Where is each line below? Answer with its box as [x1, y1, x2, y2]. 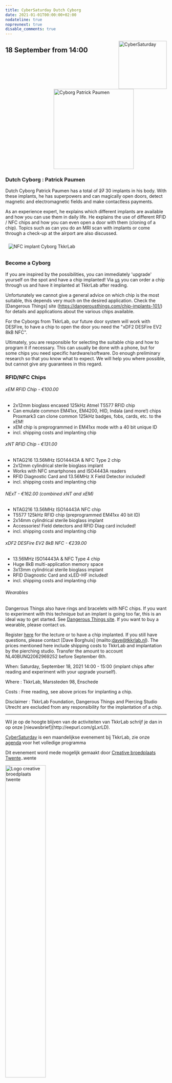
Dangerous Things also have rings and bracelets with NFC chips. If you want [5, 605, 167, 611]
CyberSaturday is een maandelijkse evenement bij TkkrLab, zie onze [5, 734, 150, 740]
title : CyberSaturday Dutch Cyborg [5, 7, 81, 13]
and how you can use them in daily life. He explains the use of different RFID [5, 214, 166, 220]
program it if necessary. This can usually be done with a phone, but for [5, 344, 155, 351]
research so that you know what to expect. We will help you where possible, [5, 355, 165, 361]
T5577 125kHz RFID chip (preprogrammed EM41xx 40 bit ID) [12, 512, 140, 518]
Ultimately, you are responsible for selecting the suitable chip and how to [5, 339, 159, 345]
